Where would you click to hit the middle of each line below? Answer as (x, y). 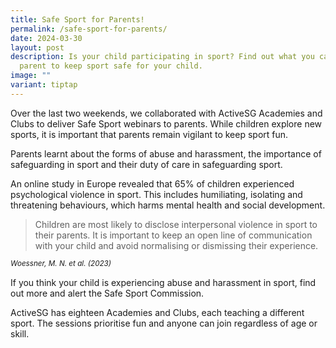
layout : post (37, 47)
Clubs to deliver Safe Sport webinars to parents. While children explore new (166, 123)
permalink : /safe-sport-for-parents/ (89, 29)
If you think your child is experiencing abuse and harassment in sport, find (163, 282)
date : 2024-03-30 (46, 38)
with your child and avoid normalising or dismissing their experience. (176, 245)
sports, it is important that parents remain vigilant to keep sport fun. (149, 134)
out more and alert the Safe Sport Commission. (107, 293)
